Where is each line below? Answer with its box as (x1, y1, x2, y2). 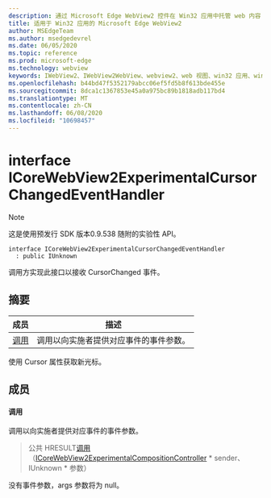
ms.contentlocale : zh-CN (8, 102, 92, 110)
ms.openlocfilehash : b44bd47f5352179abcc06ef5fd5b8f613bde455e (8, 79, 226, 87)
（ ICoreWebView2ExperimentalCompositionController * (27, 453, 213, 463)
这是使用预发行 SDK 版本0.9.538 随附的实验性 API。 (8, 229, 181, 239)
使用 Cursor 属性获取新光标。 (8, 356, 106, 367)
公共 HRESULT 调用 (27, 443, 91, 453)
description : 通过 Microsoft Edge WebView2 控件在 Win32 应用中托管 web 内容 (8, 11, 261, 20)
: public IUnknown (15, 251, 78, 260)
